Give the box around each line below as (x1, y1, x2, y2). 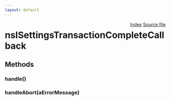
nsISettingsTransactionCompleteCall (5, 29, 164, 41)
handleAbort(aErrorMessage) (5, 89, 80, 96)
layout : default (5, 7, 39, 13)
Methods (5, 60, 34, 69)
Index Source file (130, 21, 166, 27)
